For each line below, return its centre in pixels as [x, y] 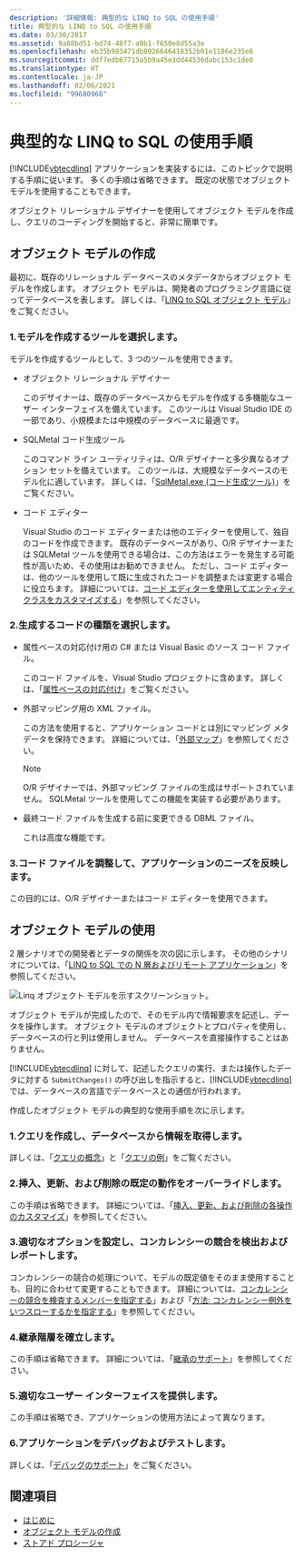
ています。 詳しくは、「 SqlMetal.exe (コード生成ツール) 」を [181, 481]
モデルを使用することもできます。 [73, 191]
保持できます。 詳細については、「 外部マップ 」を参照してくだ [168, 738]
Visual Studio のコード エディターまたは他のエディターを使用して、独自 [156, 531]
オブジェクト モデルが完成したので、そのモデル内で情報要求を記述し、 [142, 1014]
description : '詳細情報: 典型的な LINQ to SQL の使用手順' [114, 18]
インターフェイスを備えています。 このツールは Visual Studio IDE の [167, 408]
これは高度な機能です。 [66, 837]
